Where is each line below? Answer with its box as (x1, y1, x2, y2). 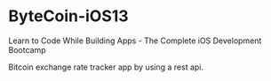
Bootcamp (8, 44, 46, 55)
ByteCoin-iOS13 (8, 6, 130, 26)
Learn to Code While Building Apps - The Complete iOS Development (8, 35, 262, 46)
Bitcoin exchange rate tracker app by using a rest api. (8, 62, 204, 72)
